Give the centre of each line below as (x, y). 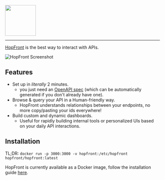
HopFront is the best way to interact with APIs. (52, 47)
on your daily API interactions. (50, 126)
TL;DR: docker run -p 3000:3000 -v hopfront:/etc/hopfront (67, 153)
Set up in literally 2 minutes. (40, 84)
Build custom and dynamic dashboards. (52, 116)
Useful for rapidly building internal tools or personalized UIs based (86, 120)
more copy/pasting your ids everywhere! (60, 110)
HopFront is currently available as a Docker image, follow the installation (78, 167)
